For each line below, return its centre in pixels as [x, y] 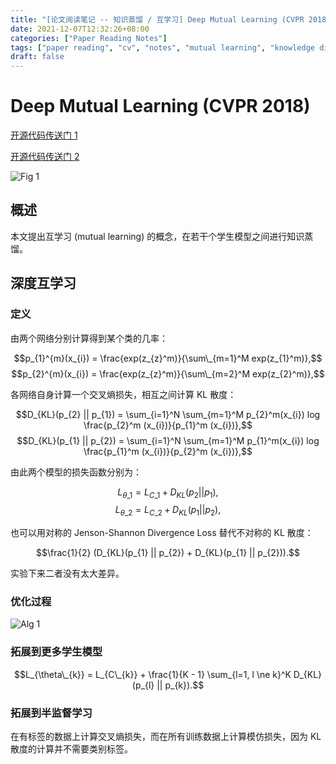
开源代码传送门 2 [45, 157]
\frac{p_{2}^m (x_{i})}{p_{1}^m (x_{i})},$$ [168, 425]
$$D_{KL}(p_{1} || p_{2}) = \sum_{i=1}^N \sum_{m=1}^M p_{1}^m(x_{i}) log [168, 440]
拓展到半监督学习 [51, 713]
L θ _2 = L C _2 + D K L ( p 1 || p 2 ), [168, 511]
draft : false [37, 57]
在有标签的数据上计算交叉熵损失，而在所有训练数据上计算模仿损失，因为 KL [166, 737]
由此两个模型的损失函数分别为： [76, 472]
